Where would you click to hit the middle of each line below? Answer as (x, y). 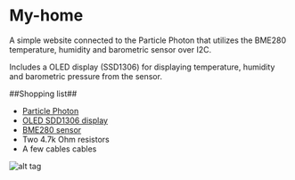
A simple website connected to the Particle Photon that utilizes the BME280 (148, 40)
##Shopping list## (43, 94)
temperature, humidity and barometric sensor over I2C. (111, 49)
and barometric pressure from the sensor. (86, 76)
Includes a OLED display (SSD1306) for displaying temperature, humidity (142, 67)
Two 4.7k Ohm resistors (66, 139)
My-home (46, 16)
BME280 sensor (52, 129)
